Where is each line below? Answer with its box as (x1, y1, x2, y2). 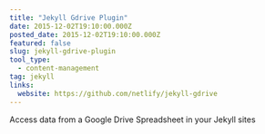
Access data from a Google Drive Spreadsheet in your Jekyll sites (9, 114, 257, 125)
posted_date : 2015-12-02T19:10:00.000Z (9, 30, 161, 39)
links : (9, 81, 35, 90)
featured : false (9, 38, 71, 48)
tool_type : (9, 55, 51, 64)
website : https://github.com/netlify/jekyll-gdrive (17, 89, 219, 98)
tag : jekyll (9, 72, 55, 81)
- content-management (17, 64, 100, 73)
